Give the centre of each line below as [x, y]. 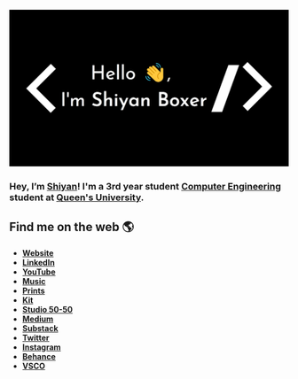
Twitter [35, 337]
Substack [40, 328]
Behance [39, 356]
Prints [34, 290]
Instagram [41, 347]
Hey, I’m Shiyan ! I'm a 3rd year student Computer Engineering [145, 186]
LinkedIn [38, 262]
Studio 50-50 [47, 309]
